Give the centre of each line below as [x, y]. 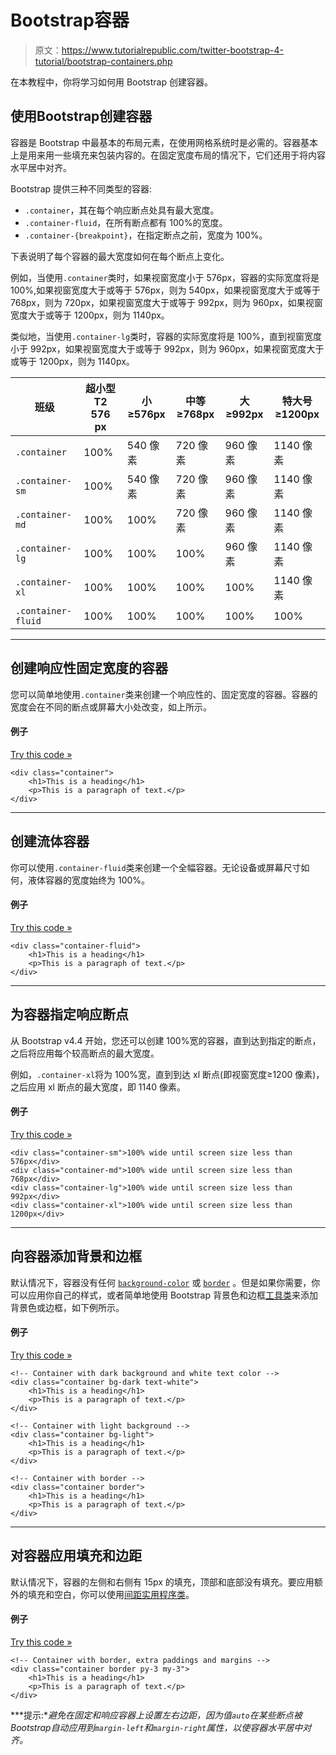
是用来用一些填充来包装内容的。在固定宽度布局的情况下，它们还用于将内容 [172, 155]
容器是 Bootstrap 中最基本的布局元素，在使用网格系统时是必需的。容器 [155, 142]
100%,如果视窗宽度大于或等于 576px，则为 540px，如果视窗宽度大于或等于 [165, 290]
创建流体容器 [50, 841]
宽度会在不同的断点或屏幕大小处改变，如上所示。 [111, 707]
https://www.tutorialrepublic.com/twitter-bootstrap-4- [172, 50]
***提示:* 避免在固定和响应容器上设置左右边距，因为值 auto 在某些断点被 [156, 1715]
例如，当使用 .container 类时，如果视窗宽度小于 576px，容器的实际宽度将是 [165, 277]
